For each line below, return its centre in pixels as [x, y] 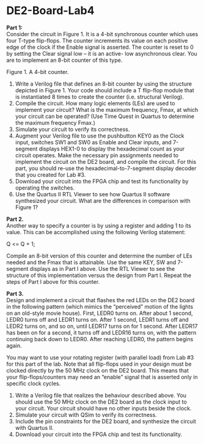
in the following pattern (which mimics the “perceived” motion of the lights [100, 306]
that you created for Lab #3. [50, 174]
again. [14, 346]
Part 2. [15, 219]
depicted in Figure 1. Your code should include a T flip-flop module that [104, 90]
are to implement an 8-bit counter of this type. [64, 60]
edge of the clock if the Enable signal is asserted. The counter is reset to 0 [100, 47]
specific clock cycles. [34, 383]
